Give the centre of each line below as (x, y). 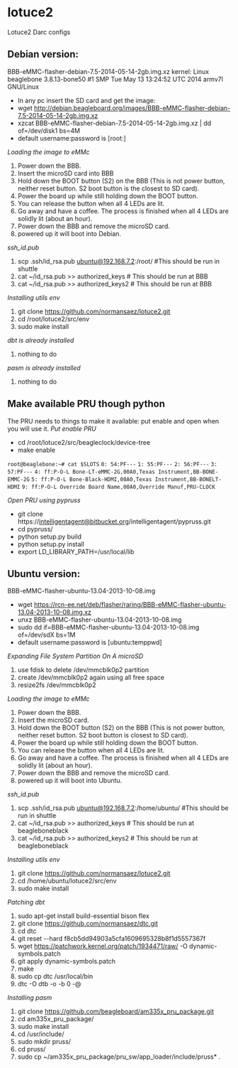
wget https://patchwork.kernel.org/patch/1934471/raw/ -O (102, 946)
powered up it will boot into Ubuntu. (70, 781)
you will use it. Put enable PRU (52, 428)
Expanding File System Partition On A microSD (75, 656)
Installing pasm (30, 998)
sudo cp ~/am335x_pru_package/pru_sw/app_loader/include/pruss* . (119, 1057)
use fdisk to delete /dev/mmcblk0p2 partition (83, 670)
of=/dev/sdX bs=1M (46, 635)
